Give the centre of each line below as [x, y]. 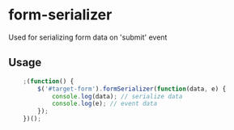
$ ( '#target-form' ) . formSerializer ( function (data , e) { [132, 89]
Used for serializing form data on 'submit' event [88, 37]
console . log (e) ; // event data [104, 104]
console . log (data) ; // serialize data [117, 96]
